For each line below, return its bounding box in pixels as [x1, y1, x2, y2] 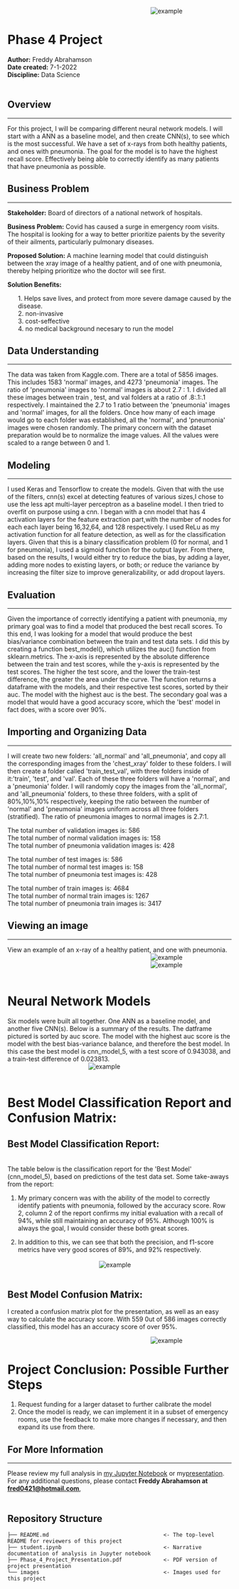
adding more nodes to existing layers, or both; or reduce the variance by [7, 560, 220, 570]
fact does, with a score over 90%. [7, 706, 107, 714]
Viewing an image [7, 920, 89, 932]
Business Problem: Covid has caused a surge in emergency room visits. [7, 222, 219, 231]
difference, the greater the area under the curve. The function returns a [7, 675, 217, 684]
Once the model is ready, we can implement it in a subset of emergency [17, 1408, 229, 1416]
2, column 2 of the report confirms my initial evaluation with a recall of [17, 1208, 223, 1217]
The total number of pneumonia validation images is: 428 [7, 841, 175, 850]
